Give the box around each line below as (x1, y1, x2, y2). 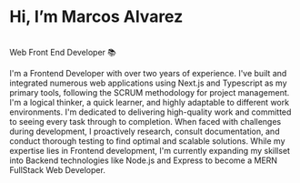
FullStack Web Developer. (9, 164, 106, 175)
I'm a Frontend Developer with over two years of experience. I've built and (9, 67, 287, 78)
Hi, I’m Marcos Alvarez (9, 6, 184, 27)
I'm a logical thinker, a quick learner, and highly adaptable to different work (9, 97, 289, 107)
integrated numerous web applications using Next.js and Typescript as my (9, 77, 288, 88)
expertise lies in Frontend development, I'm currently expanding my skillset (9, 145, 291, 156)
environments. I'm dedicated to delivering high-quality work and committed (9, 107, 292, 117)
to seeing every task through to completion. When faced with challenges (9, 116, 282, 127)
